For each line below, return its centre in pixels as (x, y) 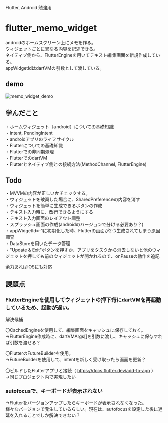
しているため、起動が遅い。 (39, 308)
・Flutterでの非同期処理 (30, 152)
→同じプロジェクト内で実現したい (41, 377)
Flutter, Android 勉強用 (29, 7)
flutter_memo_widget (51, 28)
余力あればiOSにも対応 (29, 267)
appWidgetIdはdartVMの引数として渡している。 (55, 68)
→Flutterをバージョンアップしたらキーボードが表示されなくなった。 (76, 403)
